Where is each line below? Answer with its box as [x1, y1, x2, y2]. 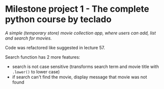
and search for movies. [5, 35, 52, 41]
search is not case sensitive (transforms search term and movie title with [12, 64, 159, 69]
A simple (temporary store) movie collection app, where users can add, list [5, 30, 156, 36]
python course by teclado [5, 14, 112, 25]
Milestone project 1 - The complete [5, 3, 149, 15]
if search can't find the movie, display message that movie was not [12, 74, 147, 80]
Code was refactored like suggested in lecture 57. [5, 44, 105, 50]
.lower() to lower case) [12, 68, 60, 74]
